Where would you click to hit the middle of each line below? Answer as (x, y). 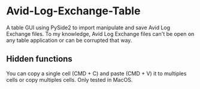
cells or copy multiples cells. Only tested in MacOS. (69, 79)
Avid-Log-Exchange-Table (73, 11)
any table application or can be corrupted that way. (69, 40)
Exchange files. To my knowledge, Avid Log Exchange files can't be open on (100, 33)
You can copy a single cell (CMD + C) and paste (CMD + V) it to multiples (96, 73)
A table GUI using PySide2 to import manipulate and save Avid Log (88, 27)
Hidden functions (40, 59)
